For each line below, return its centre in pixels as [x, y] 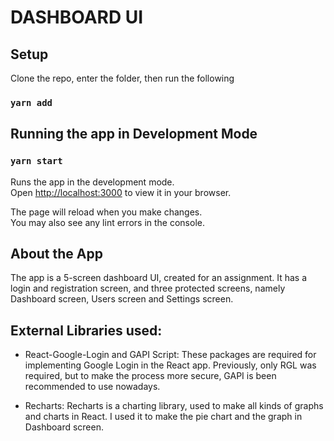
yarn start [36, 161]
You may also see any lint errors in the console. [107, 222]
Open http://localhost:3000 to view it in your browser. [121, 192]
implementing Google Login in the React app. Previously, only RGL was [170, 365]
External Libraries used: [86, 330]
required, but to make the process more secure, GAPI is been [150, 376]
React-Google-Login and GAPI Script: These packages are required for [170, 355]
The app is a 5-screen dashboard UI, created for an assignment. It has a [159, 278]
